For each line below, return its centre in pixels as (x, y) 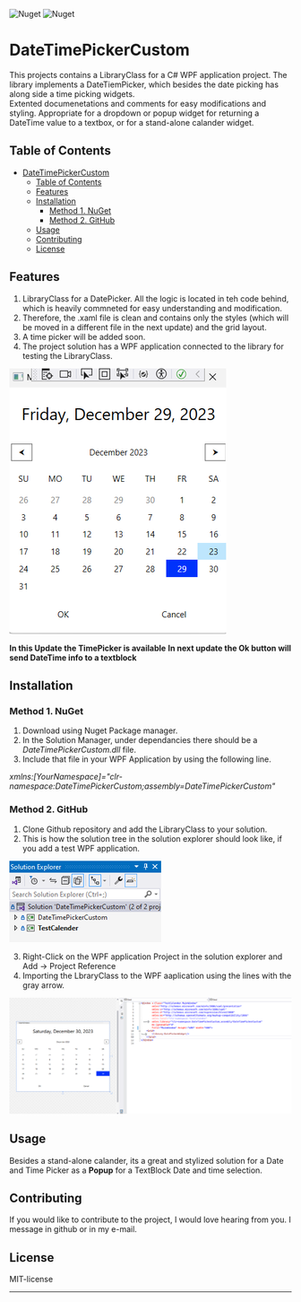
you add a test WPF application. (81, 848)
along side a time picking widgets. (72, 93)
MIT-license (31, 1280)
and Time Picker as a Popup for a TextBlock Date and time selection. (136, 1170)
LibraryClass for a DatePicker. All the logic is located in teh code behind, (155, 298)
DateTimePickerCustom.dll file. (79, 750)
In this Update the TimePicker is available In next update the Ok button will (150, 648)
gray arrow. (43, 985)
